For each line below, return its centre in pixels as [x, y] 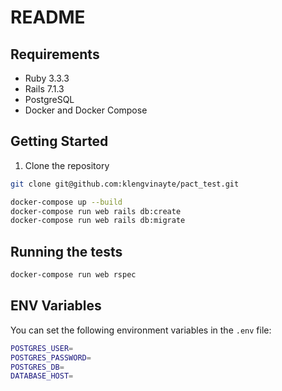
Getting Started [59, 141]
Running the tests [66, 251]
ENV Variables [56, 306]
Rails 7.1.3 [44, 89]
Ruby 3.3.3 [47, 78]
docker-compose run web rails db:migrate [98, 221]
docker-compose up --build [66, 202]
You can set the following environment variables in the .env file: [141, 330]
